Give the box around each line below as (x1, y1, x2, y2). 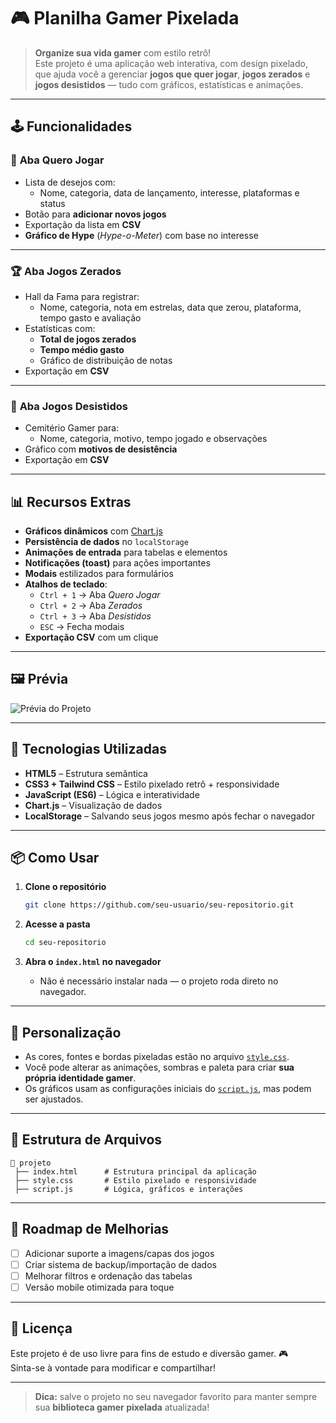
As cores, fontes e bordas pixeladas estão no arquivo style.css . (24, 1051, 290, 1063)
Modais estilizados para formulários (24, 568, 174, 580)
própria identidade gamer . (24, 1072, 137, 1084)
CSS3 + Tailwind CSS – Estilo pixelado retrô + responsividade (24, 778, 280, 790)
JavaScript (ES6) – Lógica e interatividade (24, 788, 200, 800)
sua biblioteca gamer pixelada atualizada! (34, 1401, 210, 1413)
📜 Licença (10, 1320, 73, 1337)
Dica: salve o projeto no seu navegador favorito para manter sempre (34, 1390, 318, 1402)
